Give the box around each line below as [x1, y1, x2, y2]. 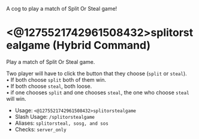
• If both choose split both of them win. [6, 76, 107, 83]
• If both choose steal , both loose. [6, 82, 92, 89]
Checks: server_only [14, 125, 67, 133]
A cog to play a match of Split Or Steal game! [6, 5, 117, 12]
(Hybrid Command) [52, 39, 151, 52]
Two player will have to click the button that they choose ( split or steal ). [6, 70, 187, 77]
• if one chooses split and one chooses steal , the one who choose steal [6, 89, 190, 96]
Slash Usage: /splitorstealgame [14, 113, 95, 120]
